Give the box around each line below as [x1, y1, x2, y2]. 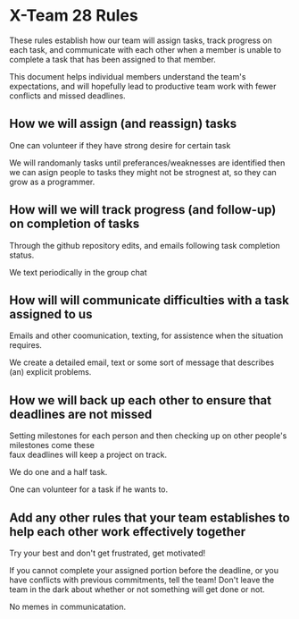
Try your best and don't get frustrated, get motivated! [9, 547, 206, 558]
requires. [9, 340, 43, 351]
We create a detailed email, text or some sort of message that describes [9, 357, 275, 368]
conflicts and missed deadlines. [9, 90, 127, 101]
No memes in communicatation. [9, 601, 127, 612]
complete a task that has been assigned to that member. [9, 54, 216, 64]
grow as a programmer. [9, 176, 96, 187]
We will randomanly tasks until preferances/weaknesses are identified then [9, 157, 286, 168]
